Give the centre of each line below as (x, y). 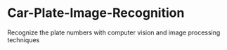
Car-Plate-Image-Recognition (96, 13)
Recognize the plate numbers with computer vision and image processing (114, 32)
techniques (24, 39)
